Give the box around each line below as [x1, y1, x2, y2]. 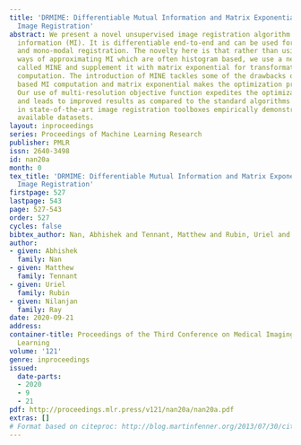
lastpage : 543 [9, 196, 63, 206]
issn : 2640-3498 [9, 146, 70, 155]
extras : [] [9, 414, 50, 423]
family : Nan [17, 255, 63, 265]
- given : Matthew [9, 264, 74, 273]
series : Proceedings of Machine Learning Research [9, 130, 202, 139]
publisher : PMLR [9, 138, 70, 147]
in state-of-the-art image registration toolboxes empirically [17, 105, 258, 114]
